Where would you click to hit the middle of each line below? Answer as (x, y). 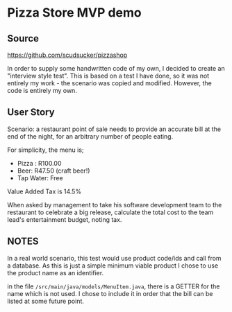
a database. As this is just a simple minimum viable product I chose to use (113, 266)
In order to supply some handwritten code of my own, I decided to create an (116, 68)
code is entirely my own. (42, 90)
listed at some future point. (46, 301)
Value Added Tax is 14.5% (44, 191)
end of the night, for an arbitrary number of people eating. (90, 136)
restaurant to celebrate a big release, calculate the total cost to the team (110, 212)
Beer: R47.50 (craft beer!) (53, 171)
